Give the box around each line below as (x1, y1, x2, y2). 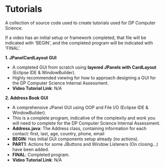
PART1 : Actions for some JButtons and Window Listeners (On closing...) (12, 141, 159, 147)
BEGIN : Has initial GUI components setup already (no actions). (12, 136, 139, 142)
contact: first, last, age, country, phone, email (12, 130, 105, 136)
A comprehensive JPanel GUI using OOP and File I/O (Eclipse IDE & (12, 104, 149, 110)
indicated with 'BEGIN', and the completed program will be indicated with (5, 40, 154, 45)
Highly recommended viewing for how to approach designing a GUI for (12, 75, 156, 81)
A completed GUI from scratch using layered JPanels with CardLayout (12, 64, 157, 70)
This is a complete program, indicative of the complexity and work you (12, 115, 156, 121)
